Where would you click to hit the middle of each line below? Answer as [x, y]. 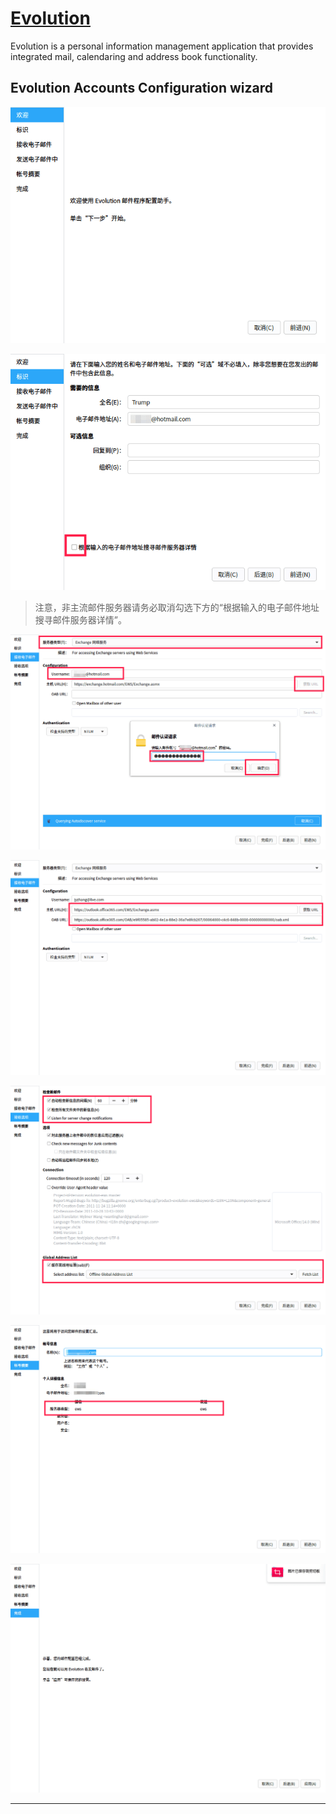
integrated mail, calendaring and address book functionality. [134, 56]
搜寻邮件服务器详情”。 [80, 619]
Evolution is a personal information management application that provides [162, 46]
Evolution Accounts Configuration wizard [141, 88]
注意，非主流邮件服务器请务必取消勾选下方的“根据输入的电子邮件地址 [177, 607]
